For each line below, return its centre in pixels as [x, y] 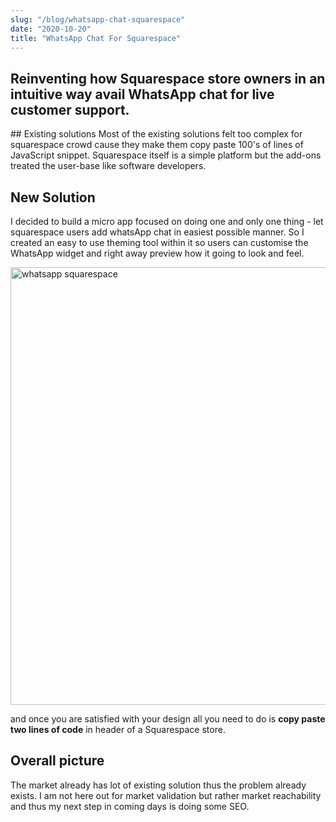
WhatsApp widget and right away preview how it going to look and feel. [157, 253]
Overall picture [57, 761]
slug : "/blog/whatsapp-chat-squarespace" [98, 19]
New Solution [53, 197]
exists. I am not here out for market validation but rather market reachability [166, 795]
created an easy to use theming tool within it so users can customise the [159, 242]
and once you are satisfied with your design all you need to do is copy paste [168, 719]
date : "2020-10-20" [51, 29]
